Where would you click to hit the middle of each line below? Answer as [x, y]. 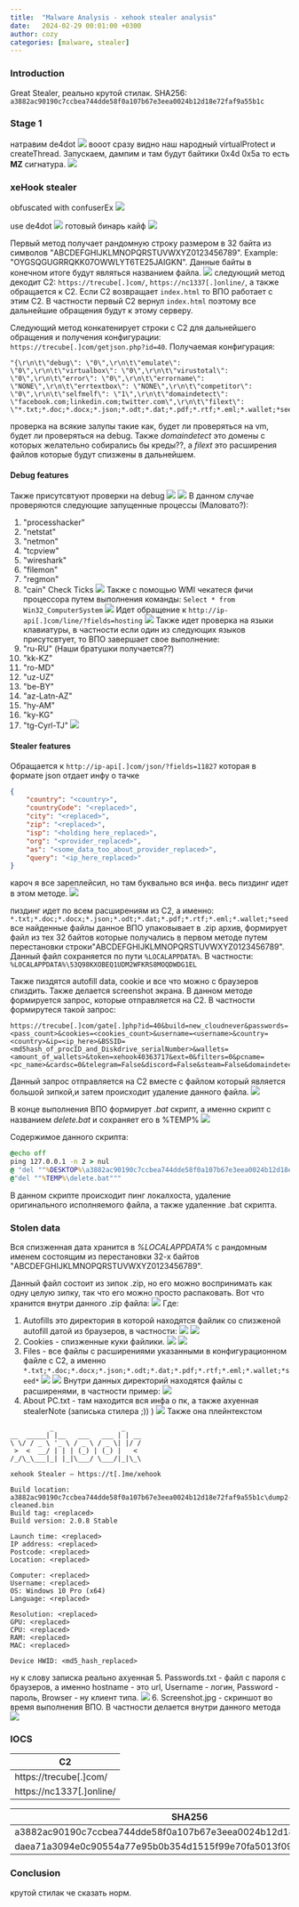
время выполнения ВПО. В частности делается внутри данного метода [146, 1707]
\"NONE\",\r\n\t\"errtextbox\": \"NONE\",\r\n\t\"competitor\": [131, 387]
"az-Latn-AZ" [47, 696]
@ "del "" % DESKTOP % [46, 1170]
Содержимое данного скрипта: [69, 1137]
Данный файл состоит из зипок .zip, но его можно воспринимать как [141, 1283]
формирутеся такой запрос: [63, 1010]
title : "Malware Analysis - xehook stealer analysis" [114, 17]
